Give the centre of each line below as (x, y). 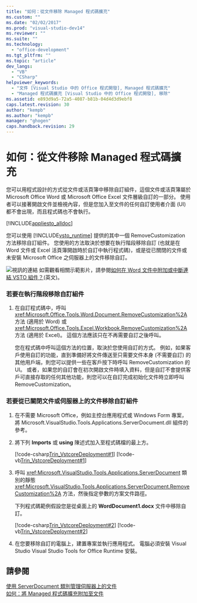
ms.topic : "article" (31, 61)
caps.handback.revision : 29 (40, 126)
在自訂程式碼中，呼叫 (40, 308)
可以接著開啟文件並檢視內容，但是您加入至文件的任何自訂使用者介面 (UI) (98, 204)
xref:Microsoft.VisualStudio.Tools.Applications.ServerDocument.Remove (102, 487)
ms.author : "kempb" (30, 115)
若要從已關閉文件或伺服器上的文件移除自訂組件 (72, 401)
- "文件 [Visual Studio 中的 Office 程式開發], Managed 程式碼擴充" (91, 88)
